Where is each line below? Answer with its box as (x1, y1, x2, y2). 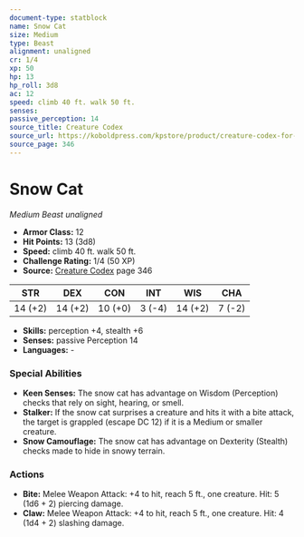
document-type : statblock (9, 13, 107, 23)
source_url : (9, 132, 54, 141)
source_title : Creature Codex (9, 123, 124, 132)
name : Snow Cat (9, 22, 67, 31)
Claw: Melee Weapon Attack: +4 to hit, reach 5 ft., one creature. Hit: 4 (22, 508, 285, 519)
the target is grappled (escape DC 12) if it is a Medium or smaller (22, 416, 263, 427)
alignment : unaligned (9, 47, 91, 56)
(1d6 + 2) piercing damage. (22, 498, 124, 509)
